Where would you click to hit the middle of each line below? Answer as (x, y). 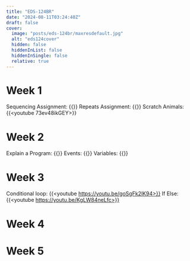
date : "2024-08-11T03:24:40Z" (44, 17)
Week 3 (25, 177)
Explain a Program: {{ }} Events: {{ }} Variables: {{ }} (67, 153)
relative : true (30, 61)
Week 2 (25, 137)
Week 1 (24, 90)
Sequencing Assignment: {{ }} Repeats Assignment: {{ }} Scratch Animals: (95, 107)
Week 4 (25, 224)
